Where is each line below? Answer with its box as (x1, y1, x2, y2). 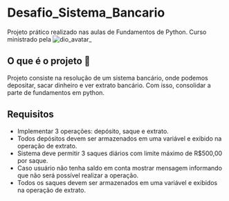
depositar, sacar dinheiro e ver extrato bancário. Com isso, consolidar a (7, 81, 211, 89)
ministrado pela (7, 35, 52, 43)
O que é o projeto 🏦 (7, 55, 91, 67)
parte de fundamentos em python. (7, 88, 105, 96)
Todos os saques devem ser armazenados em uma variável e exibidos (17, 178, 218, 186)
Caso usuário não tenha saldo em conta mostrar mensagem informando (17, 164, 223, 172)
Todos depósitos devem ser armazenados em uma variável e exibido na (17, 134, 222, 143)
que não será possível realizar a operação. (17, 171, 139, 180)
